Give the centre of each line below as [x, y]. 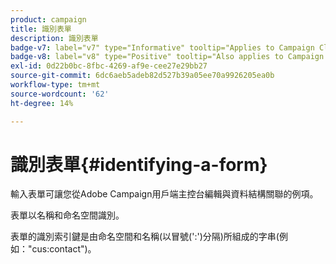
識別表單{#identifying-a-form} [139, 164]
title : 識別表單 [41, 29]
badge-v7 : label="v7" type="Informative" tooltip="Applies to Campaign [162, 47]
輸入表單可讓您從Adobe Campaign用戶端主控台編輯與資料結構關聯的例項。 [164, 194]
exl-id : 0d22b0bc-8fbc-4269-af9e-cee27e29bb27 [109, 66]
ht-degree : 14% [42, 103]
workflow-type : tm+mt [55, 85]
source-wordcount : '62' [60, 94]
